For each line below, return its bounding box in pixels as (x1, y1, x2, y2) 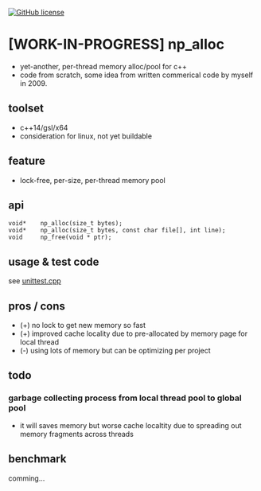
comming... (8, 473, 45, 483)
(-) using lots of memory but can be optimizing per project (19, 346, 211, 355)
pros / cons (8, 299, 66, 313)
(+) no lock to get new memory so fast (19, 321, 146, 329)
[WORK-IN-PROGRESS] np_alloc (8, 36, 225, 53)
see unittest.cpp (8, 276, 61, 286)
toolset (8, 102, 44, 115)
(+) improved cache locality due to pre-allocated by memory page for (19, 329, 248, 338)
